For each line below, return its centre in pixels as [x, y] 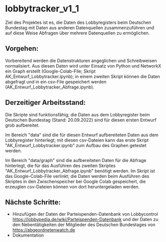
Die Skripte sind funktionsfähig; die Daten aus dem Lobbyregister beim [78, 114]
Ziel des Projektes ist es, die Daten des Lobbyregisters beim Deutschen [78, 22]
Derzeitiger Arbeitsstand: [45, 103]
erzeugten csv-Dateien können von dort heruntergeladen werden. [73, 186]
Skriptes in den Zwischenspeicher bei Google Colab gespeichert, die [76, 181]
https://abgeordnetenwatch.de [44, 230]
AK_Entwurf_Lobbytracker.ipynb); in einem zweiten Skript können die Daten [83, 76]
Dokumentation [28, 235]
